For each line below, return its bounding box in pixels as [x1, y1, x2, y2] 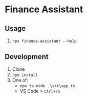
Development [5, 52, 49, 61]
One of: [12, 77, 29, 83]
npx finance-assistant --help [12, 38, 77, 44]
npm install [12, 72, 38, 77]
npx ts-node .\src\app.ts [19, 83, 75, 88]
